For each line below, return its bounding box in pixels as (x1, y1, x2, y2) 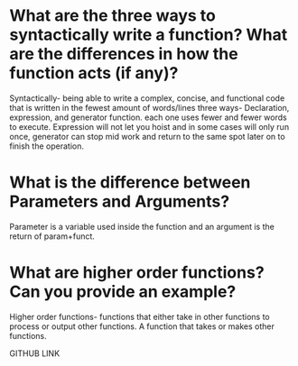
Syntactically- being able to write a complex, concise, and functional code (9, 92, 285, 104)
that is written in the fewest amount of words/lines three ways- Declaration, (9, 102, 290, 113)
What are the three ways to (9, 5, 217, 26)
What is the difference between (9, 172, 251, 193)
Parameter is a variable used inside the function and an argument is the (9, 221, 275, 232)
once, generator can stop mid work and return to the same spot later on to (9, 131, 286, 142)
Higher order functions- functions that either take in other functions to (9, 311, 270, 322)
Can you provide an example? (9, 281, 237, 302)
